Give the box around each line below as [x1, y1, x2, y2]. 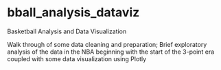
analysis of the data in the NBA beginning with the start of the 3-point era [7, 48, 215, 56]
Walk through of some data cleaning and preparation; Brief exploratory [7, 40, 207, 48]
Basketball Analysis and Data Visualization [7, 27, 127, 35]
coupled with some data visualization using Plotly [7, 54, 147, 63]
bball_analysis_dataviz [7, 5, 140, 20]
